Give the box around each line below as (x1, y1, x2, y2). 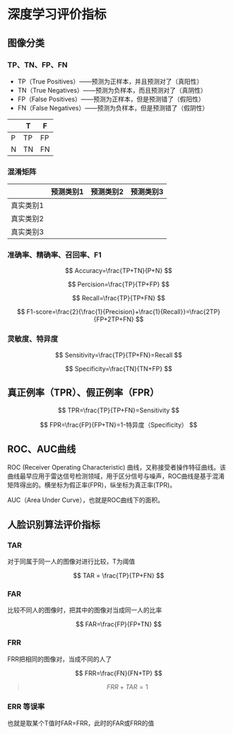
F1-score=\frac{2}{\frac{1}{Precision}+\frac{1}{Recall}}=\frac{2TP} (26, 308, 221, 316)
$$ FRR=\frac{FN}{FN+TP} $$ (75, 669, 162, 677)
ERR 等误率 (7, 701, 45, 711)
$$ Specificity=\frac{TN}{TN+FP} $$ (64, 364, 173, 373)
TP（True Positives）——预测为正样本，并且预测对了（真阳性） (17, 77, 203, 86)
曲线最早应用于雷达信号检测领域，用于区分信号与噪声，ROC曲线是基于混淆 (7, 472, 225, 481)
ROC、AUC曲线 (7, 443, 76, 455)
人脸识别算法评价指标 (7, 518, 100, 530)
